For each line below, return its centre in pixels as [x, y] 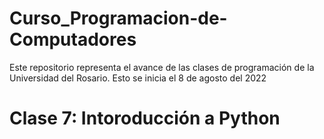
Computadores [73, 39]
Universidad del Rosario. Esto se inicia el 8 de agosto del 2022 [138, 78]
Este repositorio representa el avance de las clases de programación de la [162, 67]
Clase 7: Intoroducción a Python [145, 118]
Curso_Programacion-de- [118, 18]
